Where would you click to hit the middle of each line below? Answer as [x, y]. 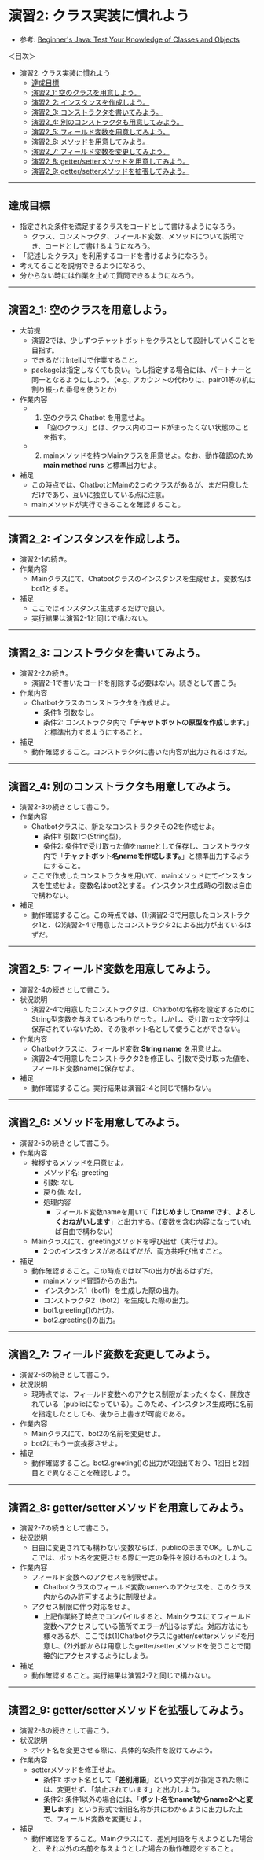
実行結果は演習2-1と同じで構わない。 [92, 618]
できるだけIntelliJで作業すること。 [87, 359]
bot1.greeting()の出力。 [81, 1309]
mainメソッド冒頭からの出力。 [92, 1280]
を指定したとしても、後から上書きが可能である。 [110, 1414]
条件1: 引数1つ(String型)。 [84, 836]
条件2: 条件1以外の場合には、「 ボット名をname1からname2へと [145, 1799]
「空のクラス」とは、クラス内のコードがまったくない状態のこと [146, 427]
